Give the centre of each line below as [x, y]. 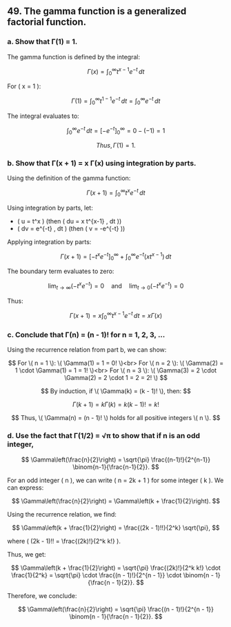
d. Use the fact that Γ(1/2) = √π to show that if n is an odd [104, 436]
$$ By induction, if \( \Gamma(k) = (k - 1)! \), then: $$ [116, 391]
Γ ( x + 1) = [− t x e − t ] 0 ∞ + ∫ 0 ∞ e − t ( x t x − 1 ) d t [116, 257]
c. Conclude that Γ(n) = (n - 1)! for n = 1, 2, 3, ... [86, 335]
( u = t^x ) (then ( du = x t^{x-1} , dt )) [69, 221]
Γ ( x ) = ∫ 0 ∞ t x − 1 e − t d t [116, 71]
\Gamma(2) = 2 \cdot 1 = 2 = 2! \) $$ [116, 378]
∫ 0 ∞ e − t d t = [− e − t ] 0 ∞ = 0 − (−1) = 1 [116, 131]
